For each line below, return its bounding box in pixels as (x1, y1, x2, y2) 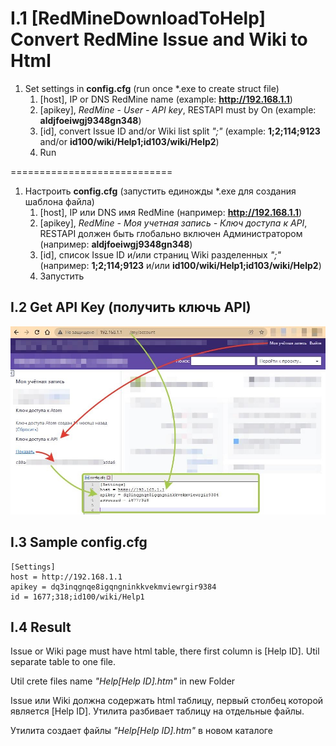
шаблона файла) (24, 195, 95, 207)
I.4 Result (10, 619, 72, 636)
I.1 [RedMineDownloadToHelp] (10, 7, 266, 30)
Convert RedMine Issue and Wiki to (10, 28, 308, 51)
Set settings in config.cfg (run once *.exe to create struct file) (24, 82, 280, 94)
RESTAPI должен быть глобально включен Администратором (39, 227, 303, 239)
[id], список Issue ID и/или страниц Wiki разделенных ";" (39, 248, 282, 261)
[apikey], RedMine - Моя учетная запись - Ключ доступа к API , (39, 217, 308, 229)
